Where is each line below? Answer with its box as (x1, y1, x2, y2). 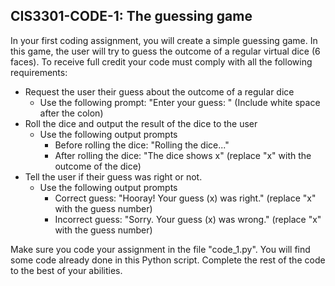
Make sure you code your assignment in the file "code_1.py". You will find (10, 243, 311, 255)
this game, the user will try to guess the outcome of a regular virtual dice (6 (10, 45, 321, 57)
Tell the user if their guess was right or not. (24, 170, 203, 183)
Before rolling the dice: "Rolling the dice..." (54, 139, 230, 151)
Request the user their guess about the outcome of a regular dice (24, 85, 295, 98)
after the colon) (39, 107, 104, 119)
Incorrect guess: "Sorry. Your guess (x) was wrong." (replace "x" (54, 213, 322, 225)
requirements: (10, 66, 68, 78)
